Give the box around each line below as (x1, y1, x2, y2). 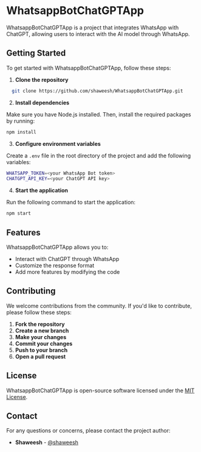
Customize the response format (15, 262, 95, 269)
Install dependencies (15, 99, 70, 106)
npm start (6, 210, 32, 217)
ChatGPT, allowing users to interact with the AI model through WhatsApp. (6, 30, 190, 37)
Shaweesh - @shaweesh (15, 439, 79, 446)
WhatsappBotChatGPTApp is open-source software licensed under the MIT (6, 387, 195, 394)
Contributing (6, 286, 56, 296)
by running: (6, 117, 35, 124)
